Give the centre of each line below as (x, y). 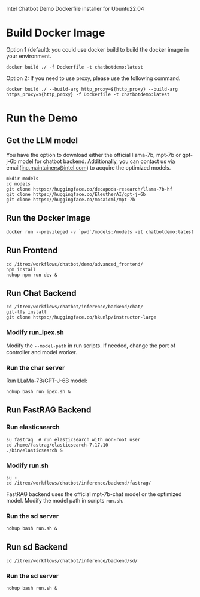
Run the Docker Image (49, 218)
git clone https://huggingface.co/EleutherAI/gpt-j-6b (76, 194)
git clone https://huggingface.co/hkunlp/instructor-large (81, 317)
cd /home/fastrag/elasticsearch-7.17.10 (57, 445)
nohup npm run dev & (32, 275)
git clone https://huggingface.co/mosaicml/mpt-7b (71, 200)
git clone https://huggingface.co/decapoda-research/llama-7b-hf (89, 189)
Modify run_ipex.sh (35, 332)
